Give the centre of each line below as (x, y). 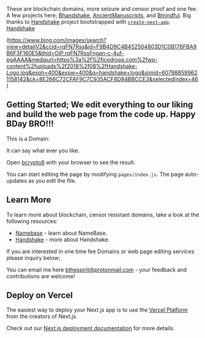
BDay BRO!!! (30, 124)
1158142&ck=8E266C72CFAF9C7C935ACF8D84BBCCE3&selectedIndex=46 (102, 79)
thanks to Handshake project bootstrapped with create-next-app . (88, 22)
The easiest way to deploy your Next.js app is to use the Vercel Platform (97, 310)
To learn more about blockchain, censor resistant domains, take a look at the (103, 215)
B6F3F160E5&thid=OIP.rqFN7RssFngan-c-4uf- (65, 53)
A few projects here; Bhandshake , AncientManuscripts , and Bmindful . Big (99, 15)
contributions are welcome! (41, 276)
